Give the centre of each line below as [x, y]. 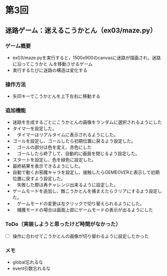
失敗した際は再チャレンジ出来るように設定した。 [67, 185]
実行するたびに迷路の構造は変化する [50, 70]
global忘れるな [28, 262]
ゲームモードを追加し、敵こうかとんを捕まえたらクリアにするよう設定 [85, 191]
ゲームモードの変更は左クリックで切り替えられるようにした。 [80, 204]
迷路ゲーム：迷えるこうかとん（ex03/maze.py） [81, 30]
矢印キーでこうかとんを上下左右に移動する [56, 96]
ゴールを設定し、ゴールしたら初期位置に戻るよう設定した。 [74, 141]
